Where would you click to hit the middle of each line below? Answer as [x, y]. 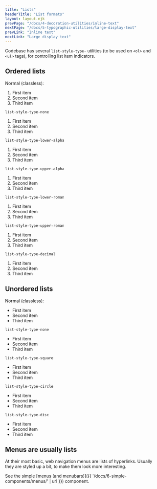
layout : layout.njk [25, 19]
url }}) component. [71, 481]
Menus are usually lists [41, 450]
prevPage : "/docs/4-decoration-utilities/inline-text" [62, 23]
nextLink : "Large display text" [38, 37]
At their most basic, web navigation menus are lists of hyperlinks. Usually [79, 461]
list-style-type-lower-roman [35, 197]
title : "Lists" [21, 10]
